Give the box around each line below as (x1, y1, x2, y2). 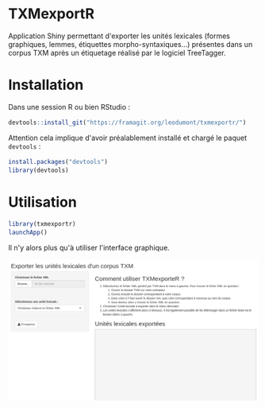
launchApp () (8, 228, 48, 237)
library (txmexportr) (8, 220, 77, 228)
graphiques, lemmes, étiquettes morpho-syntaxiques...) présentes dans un (8, 39, 253, 49)
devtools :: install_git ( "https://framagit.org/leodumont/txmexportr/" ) (8, 119, 247, 126)
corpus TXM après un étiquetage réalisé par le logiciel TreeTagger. (8, 48, 226, 57)
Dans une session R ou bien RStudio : (8, 102, 131, 111)
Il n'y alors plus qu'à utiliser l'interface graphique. (8, 243, 171, 253)
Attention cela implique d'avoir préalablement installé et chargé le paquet (8, 133, 248, 142)
